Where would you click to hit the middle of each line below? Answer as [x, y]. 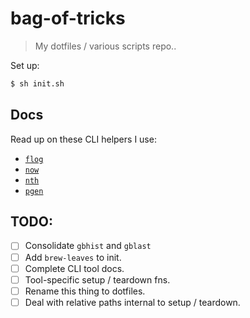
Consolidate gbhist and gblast [88, 246]
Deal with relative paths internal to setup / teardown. [132, 302]
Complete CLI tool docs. [74, 268]
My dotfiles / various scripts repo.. [105, 46]
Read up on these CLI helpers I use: [83, 139]
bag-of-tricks [68, 18]
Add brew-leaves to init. [73, 257]
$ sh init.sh [37, 83]
